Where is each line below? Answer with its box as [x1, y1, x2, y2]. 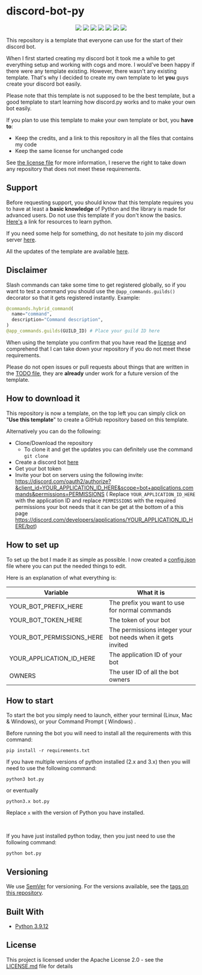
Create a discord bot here [14, 458, 79, 466]
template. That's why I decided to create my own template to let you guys [6, 73, 189, 81]
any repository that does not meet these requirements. [6, 165, 141, 172]
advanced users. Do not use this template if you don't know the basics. [6, 211, 182, 219]
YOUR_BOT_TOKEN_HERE [9, 615, 83, 624]
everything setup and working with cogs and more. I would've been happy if [6, 61, 195, 68]
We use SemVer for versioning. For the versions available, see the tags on [6, 883, 189, 890]
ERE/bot [14, 522, 35, 529]
